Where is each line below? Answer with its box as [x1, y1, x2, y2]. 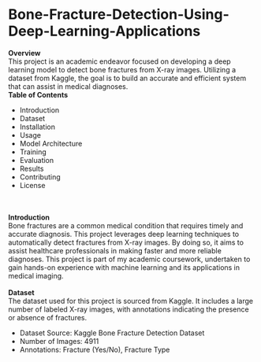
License [19, 180, 46, 190]
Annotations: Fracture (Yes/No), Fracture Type [19, 345, 170, 354]
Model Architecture [19, 139, 83, 148]
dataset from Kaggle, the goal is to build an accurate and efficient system [8, 73, 247, 83]
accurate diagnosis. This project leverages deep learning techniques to [8, 229, 240, 238]
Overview [8, 48, 41, 57]
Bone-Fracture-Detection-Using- [8, 6, 230, 24]
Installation [19, 122, 56, 131]
